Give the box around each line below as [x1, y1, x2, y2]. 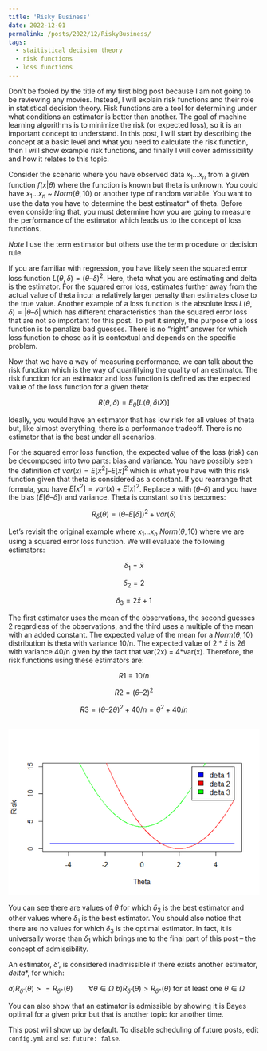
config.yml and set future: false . [8, 1033, 121, 1043]
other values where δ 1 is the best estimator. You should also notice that [8, 913, 241, 925]
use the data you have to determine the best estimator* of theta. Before [8, 199, 243, 208]
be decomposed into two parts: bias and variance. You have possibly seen [8, 456, 253, 465]
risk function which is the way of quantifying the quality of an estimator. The [8, 365, 258, 375]
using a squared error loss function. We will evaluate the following [8, 537, 225, 547]
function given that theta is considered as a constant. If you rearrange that [8, 474, 253, 484]
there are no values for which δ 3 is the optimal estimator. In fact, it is [8, 923, 233, 935]
